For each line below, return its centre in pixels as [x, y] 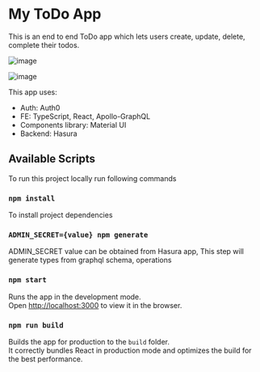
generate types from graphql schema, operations [90, 260]
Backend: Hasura [49, 133]
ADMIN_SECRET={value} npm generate [78, 235]
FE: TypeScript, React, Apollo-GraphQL [85, 116]
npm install [32, 198]
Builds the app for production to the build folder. [89, 341]
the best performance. [46, 359]
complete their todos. [44, 44]
